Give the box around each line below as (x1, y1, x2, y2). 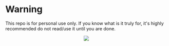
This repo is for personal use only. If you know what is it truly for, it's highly (5, 20, 164, 26)
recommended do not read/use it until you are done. (5, 25, 116, 31)
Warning (5, 4, 43, 15)
